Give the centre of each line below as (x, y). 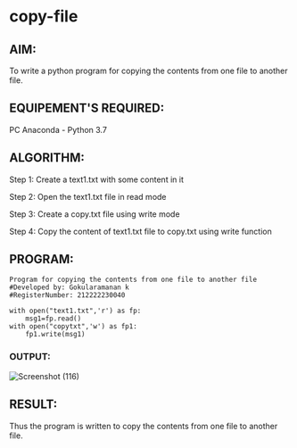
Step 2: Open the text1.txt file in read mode (88, 196)
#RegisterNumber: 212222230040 (67, 295)
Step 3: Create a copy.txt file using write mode (95, 214)
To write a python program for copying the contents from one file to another (148, 71)
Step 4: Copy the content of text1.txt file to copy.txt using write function (140, 231)
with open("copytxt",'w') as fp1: (74, 327)
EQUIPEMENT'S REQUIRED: (87, 108)
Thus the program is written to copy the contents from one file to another (144, 426)
